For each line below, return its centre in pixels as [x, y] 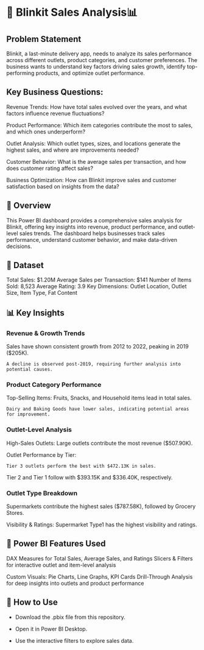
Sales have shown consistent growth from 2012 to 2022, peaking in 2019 [97, 347]
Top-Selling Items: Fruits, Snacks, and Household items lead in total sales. [99, 398]
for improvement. [28, 415]
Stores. [15, 513]
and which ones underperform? [46, 132]
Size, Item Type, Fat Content [42, 293]
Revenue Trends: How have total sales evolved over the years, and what [97, 107]
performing [20, 73]
